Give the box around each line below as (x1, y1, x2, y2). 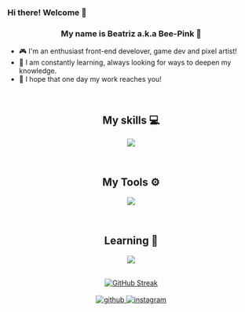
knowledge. (18, 66, 57, 75)
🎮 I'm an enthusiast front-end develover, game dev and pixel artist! (18, 46, 237, 56)
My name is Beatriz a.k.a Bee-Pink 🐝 (60, 28, 202, 39)
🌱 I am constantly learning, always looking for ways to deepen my (18, 58, 232, 68)
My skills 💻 (102, 113, 160, 127)
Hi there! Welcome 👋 (7, 7, 87, 18)
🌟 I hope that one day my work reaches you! (18, 75, 162, 84)
